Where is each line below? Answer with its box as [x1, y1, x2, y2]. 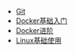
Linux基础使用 [15, 35, 62, 45]
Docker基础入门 [15, 16, 68, 25]
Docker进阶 [15, 26, 54, 35]
